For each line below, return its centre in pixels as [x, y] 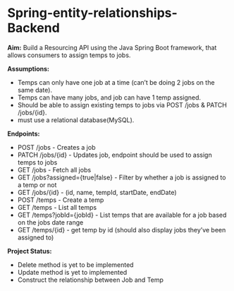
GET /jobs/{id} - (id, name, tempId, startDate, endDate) [97, 192]
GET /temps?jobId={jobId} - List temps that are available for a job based [122, 215]
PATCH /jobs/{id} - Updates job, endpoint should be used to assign [115, 155]
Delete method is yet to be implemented [75, 265]
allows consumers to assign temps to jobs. [69, 55]
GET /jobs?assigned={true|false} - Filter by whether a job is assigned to [122, 177]
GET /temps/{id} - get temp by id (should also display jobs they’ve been [122, 230]
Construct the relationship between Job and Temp [91, 280]
